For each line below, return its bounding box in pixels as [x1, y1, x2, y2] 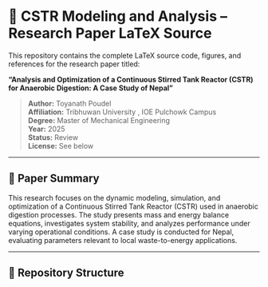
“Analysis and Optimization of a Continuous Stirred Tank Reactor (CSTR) [8, 74, 254, 84]
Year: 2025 [27, 124, 65, 134]
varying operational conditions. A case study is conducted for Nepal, [8, 227, 235, 237]
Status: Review [27, 132, 78, 142]
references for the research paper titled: [8, 59, 140, 69]
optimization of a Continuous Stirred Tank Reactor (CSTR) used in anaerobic [8, 201, 259, 211]
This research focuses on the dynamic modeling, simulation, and [8, 193, 221, 202]
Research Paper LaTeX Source [8, 24, 212, 42]
